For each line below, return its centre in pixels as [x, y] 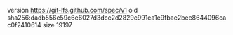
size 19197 [57, 25]
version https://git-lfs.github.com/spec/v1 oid [73, 10]
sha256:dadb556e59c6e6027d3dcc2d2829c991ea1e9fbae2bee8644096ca [117, 17]
